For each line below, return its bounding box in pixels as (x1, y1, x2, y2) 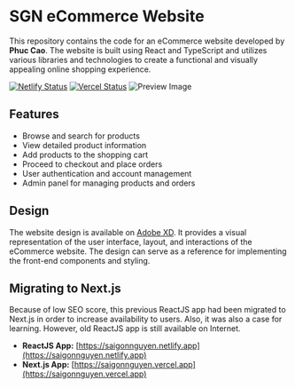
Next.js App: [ (21, 360, 75, 370)
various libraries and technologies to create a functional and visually (9, 54, 259, 65)
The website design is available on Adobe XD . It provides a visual (9, 226, 247, 237)
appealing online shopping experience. (9, 64, 151, 75)
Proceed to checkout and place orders (21, 158, 163, 170)
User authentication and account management (21, 168, 192, 178)
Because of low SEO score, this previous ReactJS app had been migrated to (9, 305, 286, 315)
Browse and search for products (21, 131, 140, 141)
